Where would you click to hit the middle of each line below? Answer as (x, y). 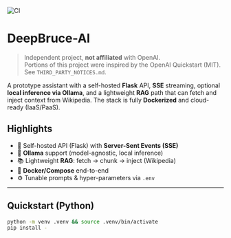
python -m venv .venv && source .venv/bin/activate (82, 221)
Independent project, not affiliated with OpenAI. (92, 57)
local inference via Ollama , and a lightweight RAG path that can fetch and (112, 92)
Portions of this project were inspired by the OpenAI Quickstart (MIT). (122, 65)
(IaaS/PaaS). (43, 107)
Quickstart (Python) (51, 206)
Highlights (30, 129)
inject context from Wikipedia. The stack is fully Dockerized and (98, 100)
